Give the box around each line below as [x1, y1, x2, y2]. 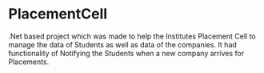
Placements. [8, 57, 50, 67]
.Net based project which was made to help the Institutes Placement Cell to [8, 31, 256, 41]
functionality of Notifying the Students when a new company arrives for [8, 48, 245, 58]
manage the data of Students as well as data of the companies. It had [8, 39, 238, 49]
